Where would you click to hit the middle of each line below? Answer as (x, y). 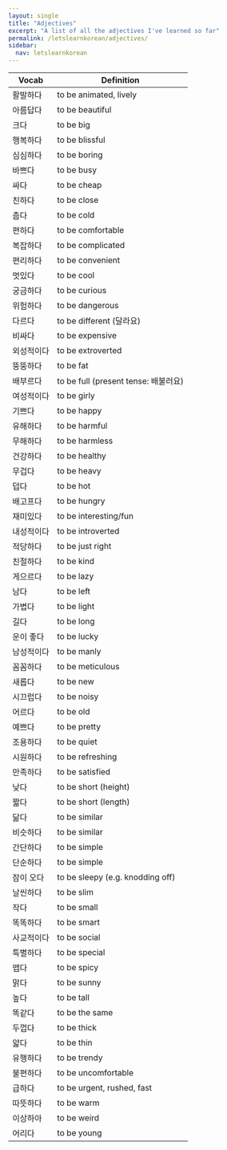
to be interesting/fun (96, 516)
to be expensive (87, 335)
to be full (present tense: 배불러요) (120, 381)
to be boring (80, 155)
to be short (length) (94, 802)
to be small (78, 907)
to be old (74, 711)
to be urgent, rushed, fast (105, 1088)
